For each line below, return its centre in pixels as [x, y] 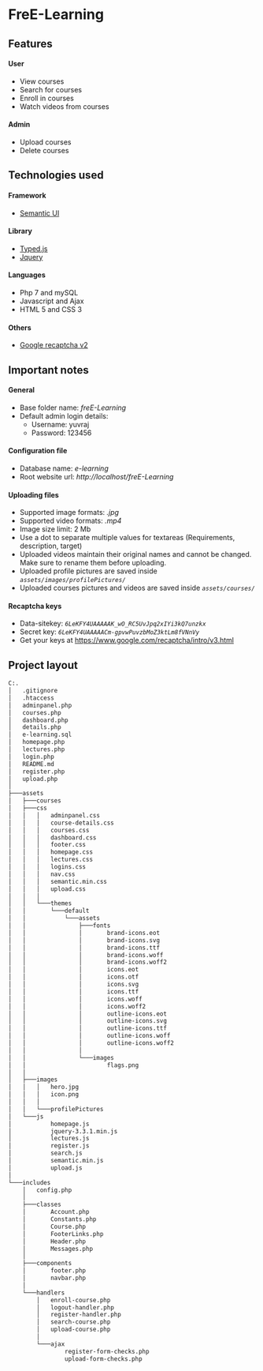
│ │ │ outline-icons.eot [88, 1014]
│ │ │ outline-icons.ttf [88, 1028]
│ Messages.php [57, 1249]
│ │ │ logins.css [47, 867]
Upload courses [45, 142]
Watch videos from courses [64, 106]
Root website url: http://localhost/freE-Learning [96, 476]
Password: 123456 [61, 433]
